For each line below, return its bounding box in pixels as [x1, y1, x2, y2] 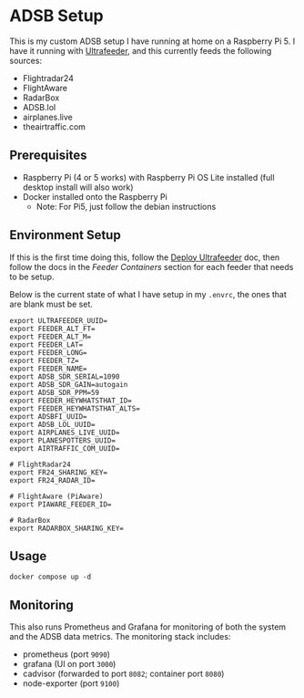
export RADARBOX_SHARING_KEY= [9, 524, 125, 533]
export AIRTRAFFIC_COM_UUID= [9, 443, 120, 453]
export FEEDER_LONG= [9, 348, 88, 357]
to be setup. [9, 271, 55, 282]
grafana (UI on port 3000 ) [22, 659, 117, 670]
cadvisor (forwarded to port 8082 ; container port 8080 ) [22, 668, 225, 680]
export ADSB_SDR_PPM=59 [9, 388, 100, 397]
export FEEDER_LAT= [9, 339, 84, 349]
